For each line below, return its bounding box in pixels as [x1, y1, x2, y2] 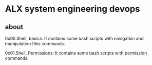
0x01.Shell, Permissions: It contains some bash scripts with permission [5, 50, 147, 56]
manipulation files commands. [5, 41, 65, 47]
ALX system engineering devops [5, 3, 140, 15]
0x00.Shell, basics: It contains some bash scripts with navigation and [5, 35, 144, 41]
